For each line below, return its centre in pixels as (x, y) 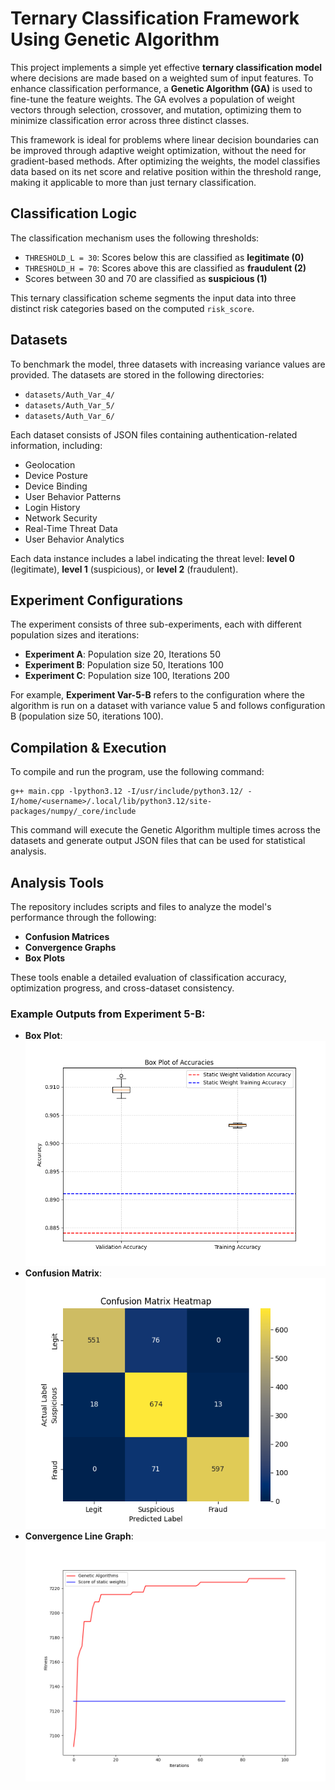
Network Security (61, 518)
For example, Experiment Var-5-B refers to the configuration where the (157, 695)
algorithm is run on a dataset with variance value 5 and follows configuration (168, 706)
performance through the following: (83, 917)
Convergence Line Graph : (79, 1536)
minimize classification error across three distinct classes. (130, 120)
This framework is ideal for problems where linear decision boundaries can (164, 139)
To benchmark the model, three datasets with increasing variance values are (168, 364)
